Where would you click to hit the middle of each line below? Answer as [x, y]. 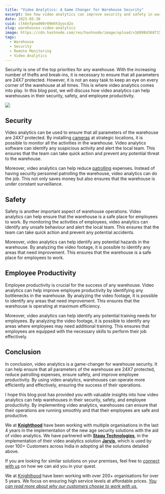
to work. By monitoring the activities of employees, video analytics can [77, 222]
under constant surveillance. [34, 184]
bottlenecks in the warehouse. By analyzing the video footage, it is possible [82, 295]
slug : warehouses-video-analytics [41, 28]
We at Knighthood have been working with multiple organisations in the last [82, 425]
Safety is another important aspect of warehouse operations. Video [73, 211]
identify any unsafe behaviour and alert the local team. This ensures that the [82, 227]
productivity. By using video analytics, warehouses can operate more [75, 380]
